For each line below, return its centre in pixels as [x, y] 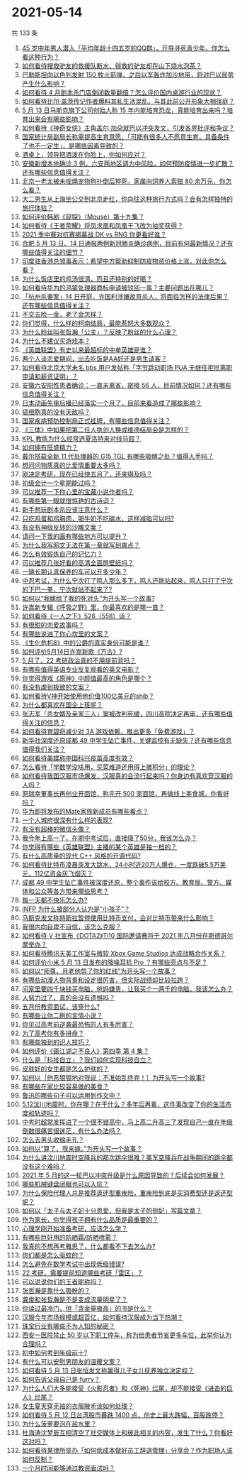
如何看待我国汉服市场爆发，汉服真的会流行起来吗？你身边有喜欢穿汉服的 [127, 775]
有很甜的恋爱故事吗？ [53, 625]
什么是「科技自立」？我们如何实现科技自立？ [87, 1059]
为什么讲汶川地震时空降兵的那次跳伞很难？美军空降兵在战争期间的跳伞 [124, 1157]
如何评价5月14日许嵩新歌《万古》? [72, 651]
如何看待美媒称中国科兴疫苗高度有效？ [77, 758]
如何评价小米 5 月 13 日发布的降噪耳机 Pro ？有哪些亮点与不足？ [115, 962]
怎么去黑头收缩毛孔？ [53, 1140]
